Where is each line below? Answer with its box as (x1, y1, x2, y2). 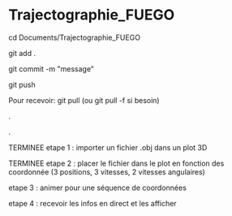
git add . (8, 48, 37, 58)
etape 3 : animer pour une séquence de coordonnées (8, 183, 187, 192)
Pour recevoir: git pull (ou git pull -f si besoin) (8, 95, 160, 105)
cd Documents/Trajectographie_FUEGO (8, 32, 140, 42)
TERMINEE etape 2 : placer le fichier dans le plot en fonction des (8, 158, 225, 168)
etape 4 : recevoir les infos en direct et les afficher (8, 198, 177, 208)
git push (8, 80, 37, 89)
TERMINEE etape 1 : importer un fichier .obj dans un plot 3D (8, 142, 208, 152)
